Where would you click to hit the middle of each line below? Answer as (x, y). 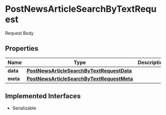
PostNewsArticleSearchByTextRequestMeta (80, 79)
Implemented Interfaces (43, 96)
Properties (22, 48)
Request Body (19, 33)
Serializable (24, 108)
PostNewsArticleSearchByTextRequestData (79, 71)
